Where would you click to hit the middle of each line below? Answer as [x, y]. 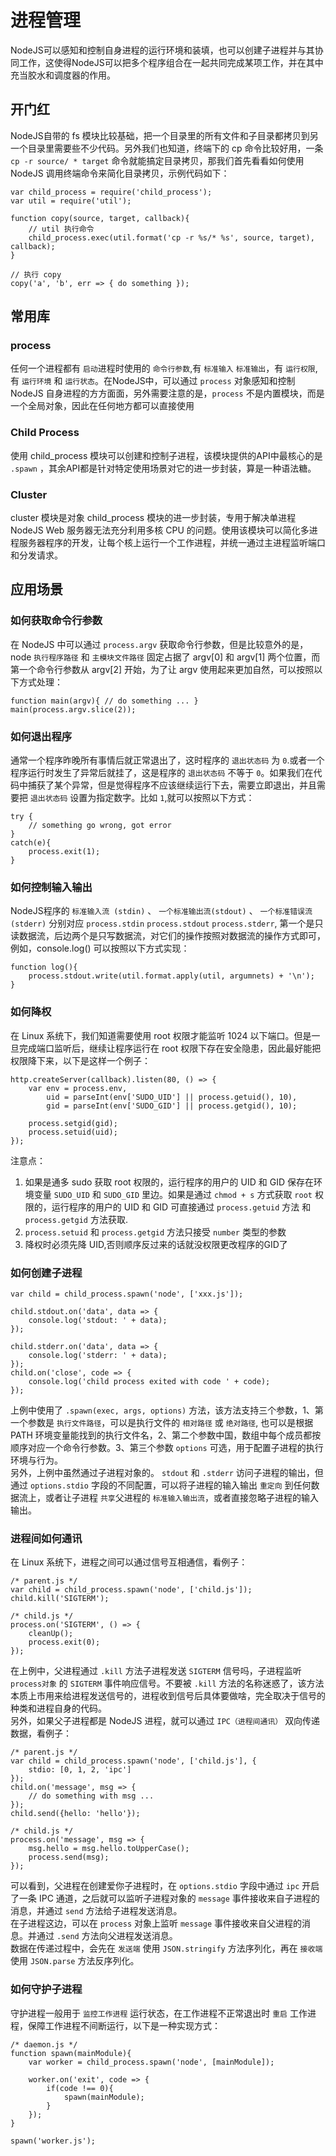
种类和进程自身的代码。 [58, 1708]
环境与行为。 [36, 1460]
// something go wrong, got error [100, 826]
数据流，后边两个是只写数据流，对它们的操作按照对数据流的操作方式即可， [172, 936]
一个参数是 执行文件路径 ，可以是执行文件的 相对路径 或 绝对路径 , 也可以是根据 [162, 1422]
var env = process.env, [78, 1088]
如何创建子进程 [46, 1273]
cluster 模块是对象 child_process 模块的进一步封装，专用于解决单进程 [153, 518]
